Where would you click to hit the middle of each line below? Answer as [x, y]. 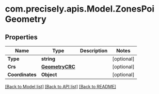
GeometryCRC [58, 67]
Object [49, 75]
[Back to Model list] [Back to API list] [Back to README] [61, 86]
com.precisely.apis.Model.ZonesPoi [80, 9]
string [48, 59]
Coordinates [22, 75]
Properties [21, 37]
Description [94, 51]
